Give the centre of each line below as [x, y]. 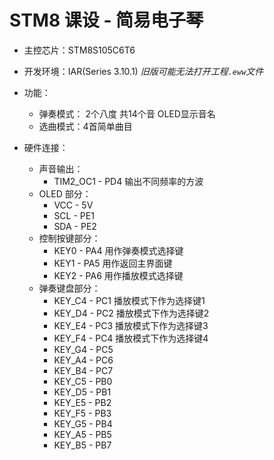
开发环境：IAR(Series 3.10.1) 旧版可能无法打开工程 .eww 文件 [143, 71]
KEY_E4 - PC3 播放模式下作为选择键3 [131, 325]
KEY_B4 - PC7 [83, 370]
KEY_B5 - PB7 [82, 445]
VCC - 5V [73, 205]
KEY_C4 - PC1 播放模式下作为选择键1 [129, 300]
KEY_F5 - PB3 [82, 413]
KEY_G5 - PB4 [83, 423]
